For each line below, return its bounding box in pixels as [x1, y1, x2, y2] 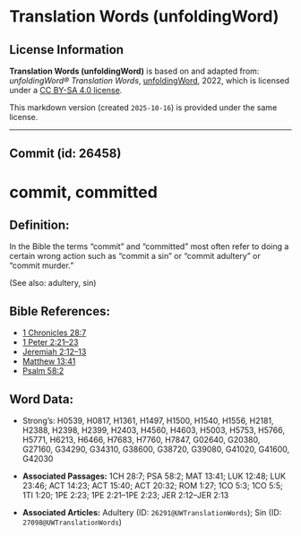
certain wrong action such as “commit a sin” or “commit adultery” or [9, 251, 262, 262]
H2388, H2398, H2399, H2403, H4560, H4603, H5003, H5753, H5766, [21, 425, 285, 436]
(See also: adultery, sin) [9, 278, 97, 289]
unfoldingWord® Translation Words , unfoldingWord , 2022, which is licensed [9, 75, 289, 86]
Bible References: [9, 303, 110, 319]
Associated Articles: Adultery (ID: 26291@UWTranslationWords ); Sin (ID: [21, 507, 282, 518]
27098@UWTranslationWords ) [21, 517, 123, 528]
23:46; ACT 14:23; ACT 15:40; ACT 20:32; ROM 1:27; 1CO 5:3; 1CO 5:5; [21, 480, 284, 491]
